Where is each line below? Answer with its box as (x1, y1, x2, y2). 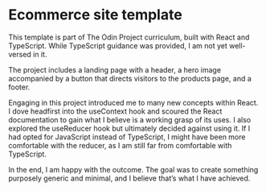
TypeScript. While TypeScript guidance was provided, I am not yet (8, 40, 227, 50)
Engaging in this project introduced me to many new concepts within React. (8, 98, 259, 107)
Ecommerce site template (8, 6, 182, 24)
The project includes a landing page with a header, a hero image (8, 64, 222, 74)
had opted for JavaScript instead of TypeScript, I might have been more (8, 131, 246, 142)
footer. (8, 82, 31, 92)
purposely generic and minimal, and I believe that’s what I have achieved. (8, 173, 251, 183)
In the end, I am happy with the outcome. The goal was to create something (8, 164, 259, 174)
